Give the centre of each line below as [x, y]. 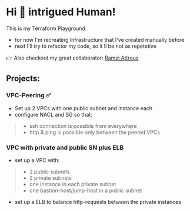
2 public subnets [49, 172]
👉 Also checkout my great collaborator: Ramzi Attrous [72, 58]
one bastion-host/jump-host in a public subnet [86, 190]
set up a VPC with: [37, 160]
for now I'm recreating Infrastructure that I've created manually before [99, 39]
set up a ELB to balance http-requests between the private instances [98, 202]
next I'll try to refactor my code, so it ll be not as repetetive [86, 46]
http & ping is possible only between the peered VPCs [95, 132]
